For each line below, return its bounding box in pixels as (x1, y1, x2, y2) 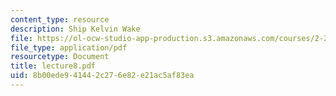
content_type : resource (10, 14, 110, 25)
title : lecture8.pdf (10, 61, 97, 71)
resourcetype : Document (10, 52, 110, 62)
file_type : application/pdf (10, 42, 128, 53)
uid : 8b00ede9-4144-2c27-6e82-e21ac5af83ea (10, 71, 195, 81)
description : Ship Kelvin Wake (10, 24, 141, 34)
